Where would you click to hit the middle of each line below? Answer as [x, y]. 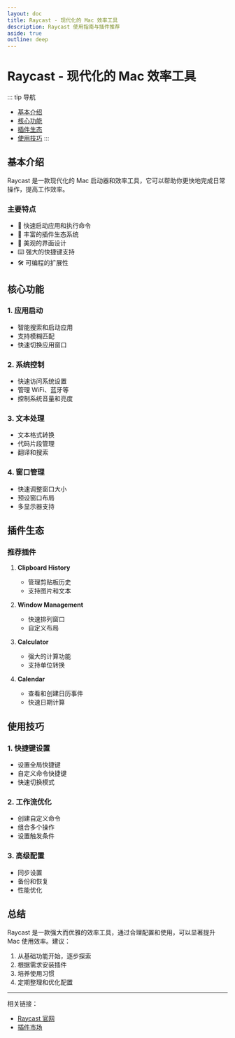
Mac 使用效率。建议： [39, 941]
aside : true [24, 33]
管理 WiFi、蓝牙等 [43, 390]
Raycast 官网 [36, 1018]
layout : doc [24, 14]
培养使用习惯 [36, 973]
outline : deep [28, 40]
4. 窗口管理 [26, 473]
